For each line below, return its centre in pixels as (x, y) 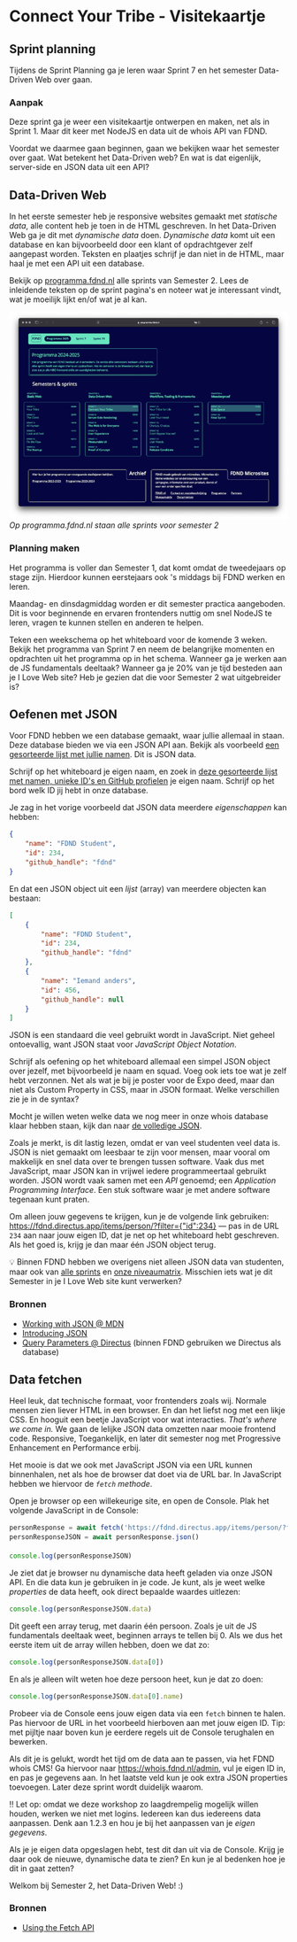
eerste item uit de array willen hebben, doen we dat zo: (110, 1644)
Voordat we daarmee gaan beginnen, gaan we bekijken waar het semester (145, 149)
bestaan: (25, 898)
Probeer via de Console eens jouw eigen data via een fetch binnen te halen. (147, 1713)
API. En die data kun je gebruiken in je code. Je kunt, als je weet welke (137, 1582)
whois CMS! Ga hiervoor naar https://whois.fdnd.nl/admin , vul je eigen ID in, (147, 1768)
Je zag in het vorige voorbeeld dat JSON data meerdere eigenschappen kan (148, 808)
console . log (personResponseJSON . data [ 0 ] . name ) (96, 1696)
